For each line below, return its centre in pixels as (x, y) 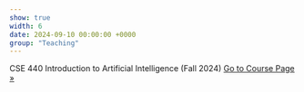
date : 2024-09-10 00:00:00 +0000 (73, 34)
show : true (30, 18)
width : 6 (26, 26)
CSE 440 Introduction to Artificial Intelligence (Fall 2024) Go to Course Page (152, 69)
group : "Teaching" (44, 43)
